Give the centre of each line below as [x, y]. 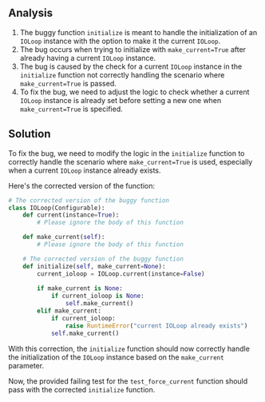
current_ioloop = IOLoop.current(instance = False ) [121, 274]
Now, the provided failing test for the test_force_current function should [128, 381]
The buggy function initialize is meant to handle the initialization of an [138, 32]
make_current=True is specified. [71, 109]
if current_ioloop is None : [98, 296]
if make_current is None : [80, 289]
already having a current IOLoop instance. [88, 58]
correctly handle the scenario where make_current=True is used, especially [131, 161]
